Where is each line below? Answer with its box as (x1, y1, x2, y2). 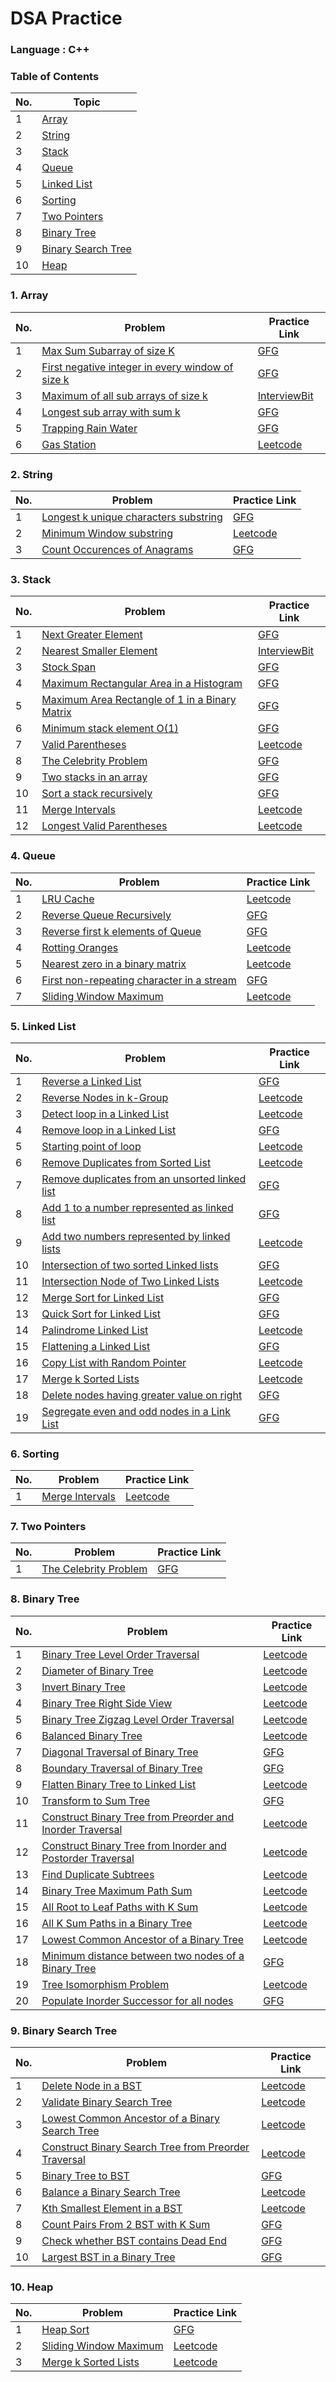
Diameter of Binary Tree (41, 1663, 154, 1677)
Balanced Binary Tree (41, 1728, 143, 1742)
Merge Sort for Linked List (41, 1290, 165, 1304)
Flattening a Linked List (41, 1339, 151, 1353)
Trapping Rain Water (41, 421, 138, 435)
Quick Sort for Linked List (41, 1307, 161, 1321)
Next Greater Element (41, 628, 143, 642)
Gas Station (41, 437, 97, 451)
